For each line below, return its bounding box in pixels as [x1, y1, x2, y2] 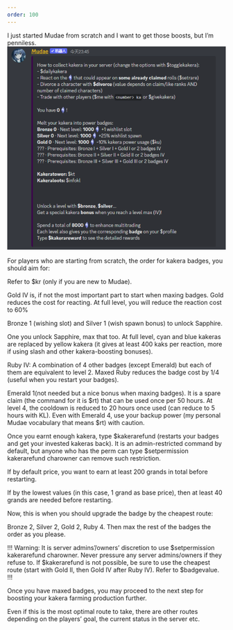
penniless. [7, 38, 37, 47]
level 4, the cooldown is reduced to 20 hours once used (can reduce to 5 [7, 404, 215, 412]
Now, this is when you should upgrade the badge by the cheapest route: [7, 509, 214, 517]
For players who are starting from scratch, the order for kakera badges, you [7, 256, 223, 265]
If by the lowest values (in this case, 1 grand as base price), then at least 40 [7, 488, 223, 497]
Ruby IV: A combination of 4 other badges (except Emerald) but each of [7, 360, 212, 369]
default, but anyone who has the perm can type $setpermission [7, 447, 189, 455]
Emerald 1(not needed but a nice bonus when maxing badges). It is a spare [7, 389, 221, 397]
